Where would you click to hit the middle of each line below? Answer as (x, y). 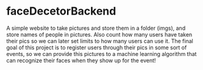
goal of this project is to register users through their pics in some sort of (97, 47)
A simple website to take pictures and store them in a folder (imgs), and (96, 28)
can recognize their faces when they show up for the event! (81, 60)
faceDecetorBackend (61, 11)
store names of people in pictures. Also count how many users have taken (99, 34)
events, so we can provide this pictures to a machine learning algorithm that (101, 54)
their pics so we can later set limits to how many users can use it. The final (100, 41)
